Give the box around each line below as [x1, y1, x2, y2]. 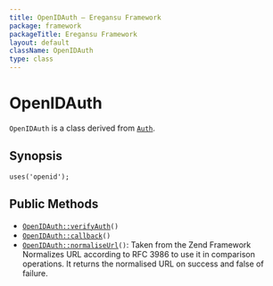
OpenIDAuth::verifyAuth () [21, 222, 119, 231]
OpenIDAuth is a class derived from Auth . [9, 122, 156, 133]
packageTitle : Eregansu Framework [9, 29, 138, 38]
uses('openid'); [9, 172, 70, 181]
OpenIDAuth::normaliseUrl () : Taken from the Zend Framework [21, 239, 252, 250]
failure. [21, 267, 48, 278]
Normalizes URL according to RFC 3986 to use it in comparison [21, 248, 256, 259]
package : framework [9, 21, 82, 30]
